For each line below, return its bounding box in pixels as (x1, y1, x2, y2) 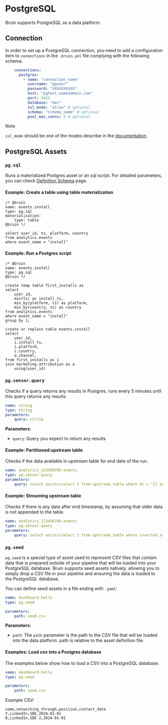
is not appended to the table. (5, 509, 64, 515)
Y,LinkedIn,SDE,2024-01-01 (5, 711, 61, 716)
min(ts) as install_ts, (14, 296, 64, 301)
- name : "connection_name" (23, 77, 79, 82)
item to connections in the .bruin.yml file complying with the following (5, 52, 149, 58)
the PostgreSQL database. (5, 575, 59, 581)
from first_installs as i (5, 357, 59, 362)
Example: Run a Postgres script (5, 250, 71, 256)
